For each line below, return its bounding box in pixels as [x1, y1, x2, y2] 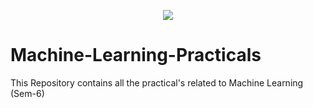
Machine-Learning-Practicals [10, 44, 262, 67]
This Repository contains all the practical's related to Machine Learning [10, 76, 304, 89]
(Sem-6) [10, 87, 45, 99]
